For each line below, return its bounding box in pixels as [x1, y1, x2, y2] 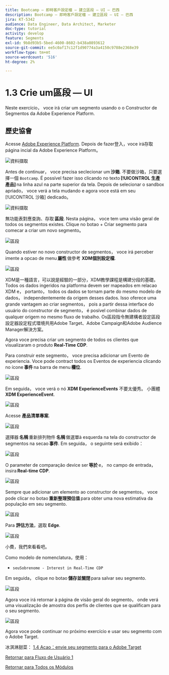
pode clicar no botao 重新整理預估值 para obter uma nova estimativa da [5, 495, 153, 501]
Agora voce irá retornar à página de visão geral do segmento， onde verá [5, 596, 159, 603]
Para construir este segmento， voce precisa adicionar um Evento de [5, 353, 150, 358]
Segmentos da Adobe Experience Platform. [5, 110, 95, 117]
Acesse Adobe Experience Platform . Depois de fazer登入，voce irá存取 [5, 141, 153, 147]
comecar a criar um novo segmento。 [5, 228, 84, 233]
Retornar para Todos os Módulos [5, 664, 74, 670]
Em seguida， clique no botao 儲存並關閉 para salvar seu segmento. [5, 575, 146, 581]
